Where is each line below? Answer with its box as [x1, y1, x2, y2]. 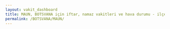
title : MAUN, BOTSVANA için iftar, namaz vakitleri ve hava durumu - [5, 12, 155, 17]
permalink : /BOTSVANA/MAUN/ [5, 16, 65, 21]
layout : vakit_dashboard [5, 7, 58, 12]
